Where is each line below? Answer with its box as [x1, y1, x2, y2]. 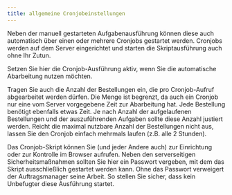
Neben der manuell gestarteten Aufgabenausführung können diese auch [7, 29, 215, 37]
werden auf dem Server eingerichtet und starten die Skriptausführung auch [7, 44, 222, 52]
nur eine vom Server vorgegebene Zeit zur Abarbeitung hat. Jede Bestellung [7, 100, 226, 108]
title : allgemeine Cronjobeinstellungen [7, 10, 126, 17]
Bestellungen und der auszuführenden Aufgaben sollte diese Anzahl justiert [7, 115, 223, 123]
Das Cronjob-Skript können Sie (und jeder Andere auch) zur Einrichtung [7, 142, 213, 151]
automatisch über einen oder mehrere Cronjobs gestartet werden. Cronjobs [7, 36, 223, 45]
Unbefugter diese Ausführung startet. [7, 179, 114, 187]
